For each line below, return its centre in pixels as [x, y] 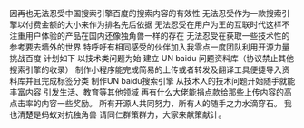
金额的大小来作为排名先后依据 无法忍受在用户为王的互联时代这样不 [165, 24]
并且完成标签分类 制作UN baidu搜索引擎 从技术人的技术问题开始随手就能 [160, 81]
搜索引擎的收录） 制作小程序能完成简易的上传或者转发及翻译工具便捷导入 [146, 69]
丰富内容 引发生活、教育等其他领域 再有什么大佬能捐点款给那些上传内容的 [147, 92]
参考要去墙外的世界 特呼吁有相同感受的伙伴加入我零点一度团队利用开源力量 [150, 47]
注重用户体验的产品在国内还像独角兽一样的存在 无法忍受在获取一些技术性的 [150, 36]
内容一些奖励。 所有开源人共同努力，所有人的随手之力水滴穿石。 [161, 103]
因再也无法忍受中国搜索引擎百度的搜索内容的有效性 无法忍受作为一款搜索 [146, 13]
